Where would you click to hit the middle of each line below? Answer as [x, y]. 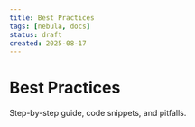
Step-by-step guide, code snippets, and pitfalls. [98, 113]
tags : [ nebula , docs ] [50, 26]
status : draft [36, 34]
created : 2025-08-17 [48, 43]
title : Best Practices [52, 18]
